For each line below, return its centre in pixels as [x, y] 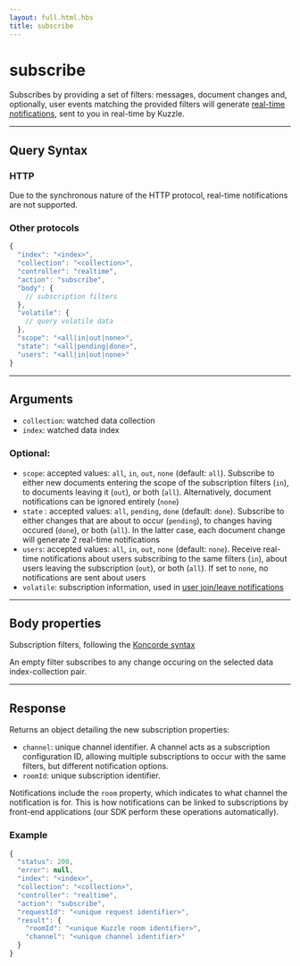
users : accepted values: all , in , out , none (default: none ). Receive [142, 549]
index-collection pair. [48, 672]
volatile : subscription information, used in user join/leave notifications [153, 587]
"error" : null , [46, 870]
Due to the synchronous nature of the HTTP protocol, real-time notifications [149, 195]
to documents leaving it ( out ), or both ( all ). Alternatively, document [146, 492]
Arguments [42, 399]
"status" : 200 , [46, 862]
